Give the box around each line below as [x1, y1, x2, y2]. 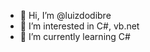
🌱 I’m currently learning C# [19, 31, 131, 42]
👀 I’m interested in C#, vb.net [19, 20, 140, 32]
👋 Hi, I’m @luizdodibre [19, 10, 112, 21]
